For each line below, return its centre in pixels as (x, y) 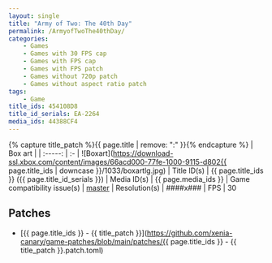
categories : (28, 39)
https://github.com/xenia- (190, 233)
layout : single (34, 16)
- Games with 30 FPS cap (65, 54)
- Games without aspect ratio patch (85, 84)
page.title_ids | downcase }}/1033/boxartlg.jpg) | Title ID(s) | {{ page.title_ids (136, 170)
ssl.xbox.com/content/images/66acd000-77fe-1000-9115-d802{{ (118, 162)
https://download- (143, 153)
